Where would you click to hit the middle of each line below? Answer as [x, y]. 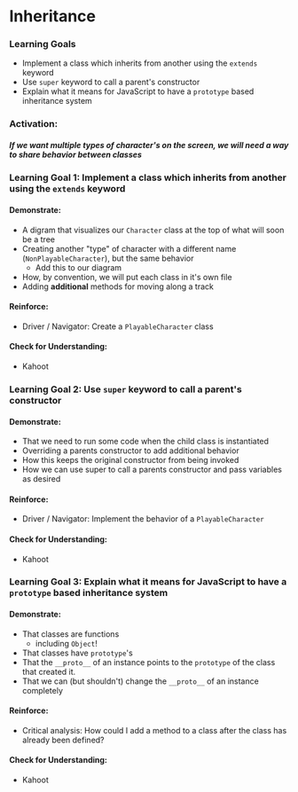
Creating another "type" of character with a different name [129, 248]
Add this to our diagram [78, 267]
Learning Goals [43, 44]
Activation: [34, 124]
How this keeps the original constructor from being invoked [130, 460]
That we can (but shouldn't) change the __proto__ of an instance [140, 681]
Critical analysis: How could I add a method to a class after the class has [154, 730]
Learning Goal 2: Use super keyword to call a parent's [125, 389]
